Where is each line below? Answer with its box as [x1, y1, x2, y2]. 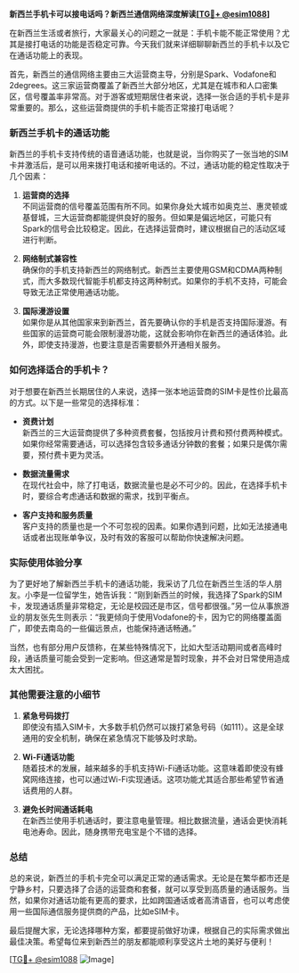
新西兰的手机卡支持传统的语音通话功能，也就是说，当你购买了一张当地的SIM [9, 149, 289, 160]
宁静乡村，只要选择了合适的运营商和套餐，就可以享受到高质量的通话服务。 [9, 884, 282, 895]
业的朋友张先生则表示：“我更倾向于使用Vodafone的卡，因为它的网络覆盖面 [9, 611, 282, 623]
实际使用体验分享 [9, 557, 83, 569]
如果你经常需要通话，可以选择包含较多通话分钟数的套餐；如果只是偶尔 [21, 438, 280, 449]
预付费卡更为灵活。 [37, 449, 109, 460]
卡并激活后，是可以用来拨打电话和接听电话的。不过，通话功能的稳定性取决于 [9, 160, 290, 170]
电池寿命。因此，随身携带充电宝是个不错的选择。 [21, 827, 202, 837]
